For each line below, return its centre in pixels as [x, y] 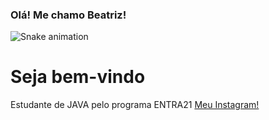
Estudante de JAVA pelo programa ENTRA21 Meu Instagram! [135, 105]
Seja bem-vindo [78, 77]
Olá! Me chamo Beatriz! [68, 15]
